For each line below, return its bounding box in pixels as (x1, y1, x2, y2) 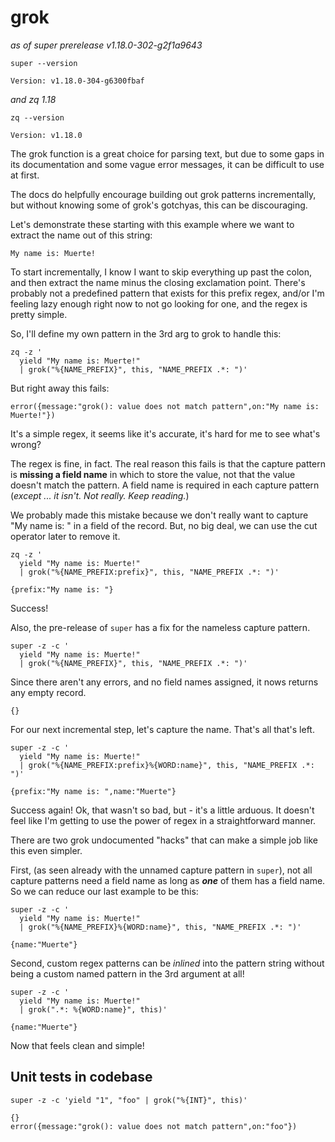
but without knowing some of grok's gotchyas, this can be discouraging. (10, 199, 308, 211)
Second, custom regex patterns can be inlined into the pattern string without (10, 957, 325, 969)
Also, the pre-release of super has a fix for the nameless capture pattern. (10, 621, 311, 633)
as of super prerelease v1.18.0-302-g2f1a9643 (10, 39, 203, 51)
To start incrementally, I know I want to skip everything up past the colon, (10, 266, 313, 278)
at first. (10, 169, 40, 181)
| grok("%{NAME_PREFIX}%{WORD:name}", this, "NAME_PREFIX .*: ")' (19, 922, 302, 932)
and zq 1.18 (10, 93, 57, 105)
